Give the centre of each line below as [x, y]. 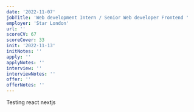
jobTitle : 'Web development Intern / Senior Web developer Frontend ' [98, 18]
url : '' [16, 29]
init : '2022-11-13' [31, 46]
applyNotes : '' [26, 62]
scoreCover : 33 [26, 40]
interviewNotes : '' [31, 74]
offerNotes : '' [26, 85]
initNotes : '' [24, 51]
